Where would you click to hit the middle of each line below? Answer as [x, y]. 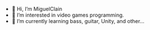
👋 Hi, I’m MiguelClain [37, 9]
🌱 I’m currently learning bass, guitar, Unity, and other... [78, 21]
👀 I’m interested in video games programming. [68, 15]
